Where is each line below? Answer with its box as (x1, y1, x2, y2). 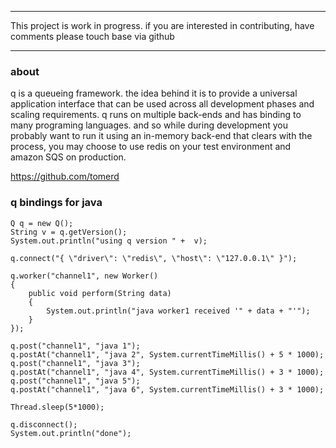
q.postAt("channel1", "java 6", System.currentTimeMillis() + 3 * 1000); (10, 384, 325, 395)
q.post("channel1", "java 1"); (10, 341, 141, 351)
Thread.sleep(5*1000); (10, 402, 105, 412)
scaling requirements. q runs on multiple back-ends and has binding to (10, 109, 302, 121)
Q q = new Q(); (10, 218, 74, 228)
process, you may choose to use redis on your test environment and (10, 141, 292, 153)
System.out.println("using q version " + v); (10, 236, 208, 246)
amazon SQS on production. (10, 151, 127, 163)
